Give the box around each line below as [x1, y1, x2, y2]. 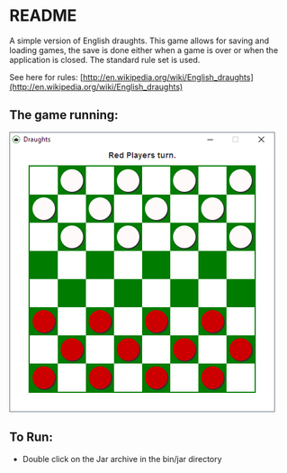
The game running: [9, 107, 119, 123]
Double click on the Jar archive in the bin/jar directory [22, 453, 222, 464]
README [9, 5, 77, 26]
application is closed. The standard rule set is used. [9, 54, 201, 65]
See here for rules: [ [9, 71, 84, 82]
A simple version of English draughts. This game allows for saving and [9, 35, 270, 46]
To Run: [9, 430, 54, 445]
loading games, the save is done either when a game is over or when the [9, 44, 279, 55]
